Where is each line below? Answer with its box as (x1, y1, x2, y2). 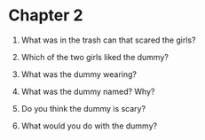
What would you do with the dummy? (20, 121, 157, 131)
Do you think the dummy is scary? (20, 103, 146, 113)
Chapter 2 (8, 5, 83, 26)
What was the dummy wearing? (20, 68, 138, 80)
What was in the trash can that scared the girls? (20, 35, 196, 45)
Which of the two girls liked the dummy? (20, 51, 170, 62)
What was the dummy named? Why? (20, 86, 155, 97)
